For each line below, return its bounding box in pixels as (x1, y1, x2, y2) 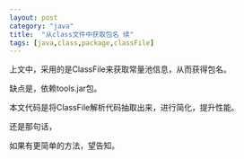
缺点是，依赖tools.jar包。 (9, 83, 102, 94)
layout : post (9, 13, 58, 22)
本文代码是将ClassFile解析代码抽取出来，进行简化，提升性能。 (9, 102, 240, 113)
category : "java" (9, 22, 74, 31)
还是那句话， (9, 121, 57, 132)
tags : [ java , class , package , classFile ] (9, 38, 154, 48)
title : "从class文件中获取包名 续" (9, 30, 135, 39)
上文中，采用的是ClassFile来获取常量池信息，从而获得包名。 (9, 64, 231, 75)
